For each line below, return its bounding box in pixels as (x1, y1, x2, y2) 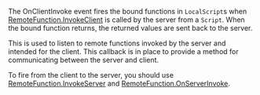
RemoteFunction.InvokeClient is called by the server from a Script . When (8, 15, 245, 24)
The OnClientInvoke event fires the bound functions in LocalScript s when (8, 7, 247, 16)
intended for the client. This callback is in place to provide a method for (8, 47, 239, 56)
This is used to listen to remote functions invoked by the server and (8, 38, 226, 48)
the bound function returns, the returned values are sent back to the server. (8, 24, 253, 32)
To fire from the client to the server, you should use (8, 71, 174, 79)
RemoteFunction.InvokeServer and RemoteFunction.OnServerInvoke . (8, 79, 230, 88)
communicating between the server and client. (8, 55, 159, 64)
